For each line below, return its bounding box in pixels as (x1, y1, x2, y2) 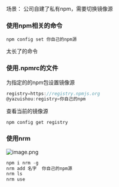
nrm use (6, 176, 26, 183)
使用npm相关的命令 (6, 21, 63, 30)
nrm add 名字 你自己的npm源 (6, 166, 73, 172)
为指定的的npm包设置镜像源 (6, 79, 75, 86)
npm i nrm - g (6, 160, 39, 166)
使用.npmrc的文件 (6, 64, 59, 73)
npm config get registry (6, 120, 68, 126)
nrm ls (6, 171, 23, 177)
